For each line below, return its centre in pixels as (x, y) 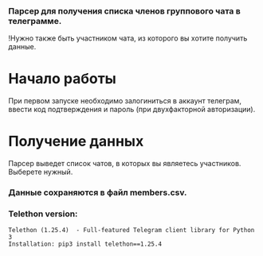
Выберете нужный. (41, 172)
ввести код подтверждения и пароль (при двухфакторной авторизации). (132, 110)
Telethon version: (43, 214)
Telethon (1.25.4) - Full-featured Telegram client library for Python (131, 231)
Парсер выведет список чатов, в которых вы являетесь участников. (125, 164)
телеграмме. (35, 21)
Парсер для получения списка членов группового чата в (124, 11)
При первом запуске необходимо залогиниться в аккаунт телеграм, (125, 101)
